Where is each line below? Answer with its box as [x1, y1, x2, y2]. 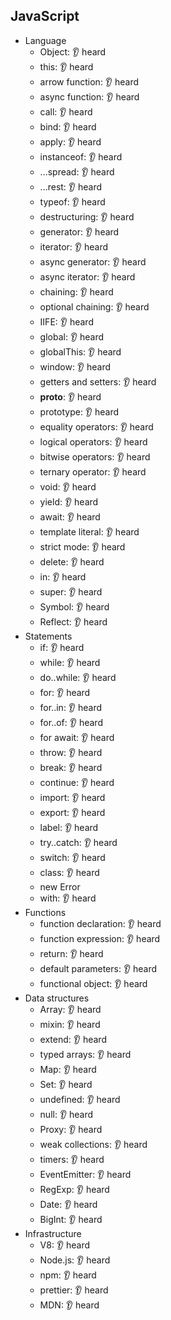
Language [24, 34, 67, 46]
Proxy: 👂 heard [39, 1123, 103, 1135]
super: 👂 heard [39, 585, 103, 598]
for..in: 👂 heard [39, 701, 103, 713]
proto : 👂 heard [39, 390, 102, 403]
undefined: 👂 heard [39, 1093, 121, 1105]
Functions [24, 906, 67, 918]
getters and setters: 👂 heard [39, 375, 157, 388]
